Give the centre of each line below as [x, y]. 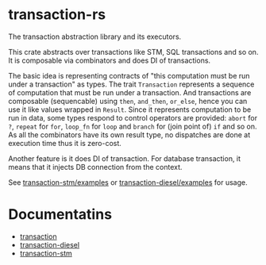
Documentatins [60, 215]
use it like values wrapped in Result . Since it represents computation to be [130, 109]
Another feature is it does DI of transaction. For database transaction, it [124, 158]
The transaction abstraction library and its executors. [95, 36]
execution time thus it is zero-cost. [65, 143]
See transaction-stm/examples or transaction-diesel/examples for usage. [128, 182]
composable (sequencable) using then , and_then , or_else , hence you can [128, 101]
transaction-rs [57, 15]
